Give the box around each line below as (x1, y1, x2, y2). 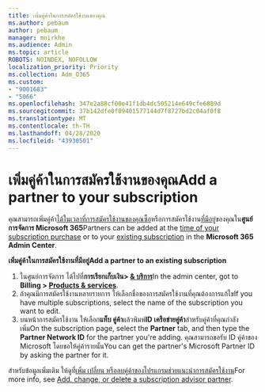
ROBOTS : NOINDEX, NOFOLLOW (8, 56, 97, 64)
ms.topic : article (8, 48, 69, 56)
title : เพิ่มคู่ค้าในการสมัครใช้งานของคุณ (8, 11, 106, 20)
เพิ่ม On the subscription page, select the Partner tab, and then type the (19, 324, 250, 333)
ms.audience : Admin (8, 41, 73, 49)
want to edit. (19, 306, 61, 316)
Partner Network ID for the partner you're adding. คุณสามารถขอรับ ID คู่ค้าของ (19, 333, 258, 342)
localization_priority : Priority (8, 63, 119, 71)
